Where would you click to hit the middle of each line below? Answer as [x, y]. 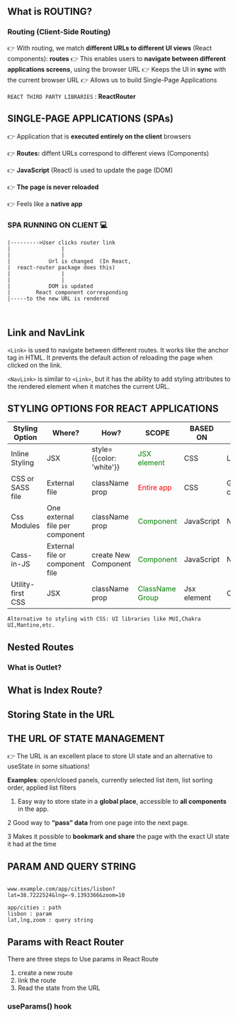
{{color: [104, 458]
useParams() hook [40, 1006]
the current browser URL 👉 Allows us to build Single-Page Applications [112, 80]
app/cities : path [34, 908]
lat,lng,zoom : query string [50, 920]
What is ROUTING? [50, 12]
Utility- [23, 584]
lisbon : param [30, 914]
